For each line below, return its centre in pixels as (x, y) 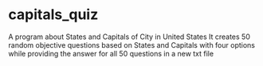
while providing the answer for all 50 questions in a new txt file (111, 53)
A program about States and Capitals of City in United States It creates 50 (130, 37)
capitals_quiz (53, 15)
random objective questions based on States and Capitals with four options (131, 45)
